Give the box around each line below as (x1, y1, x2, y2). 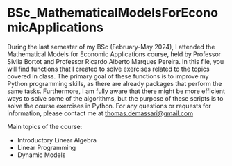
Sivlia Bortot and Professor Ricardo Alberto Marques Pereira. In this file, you (7, 57, 224, 65)
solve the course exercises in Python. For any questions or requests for (7, 101, 211, 110)
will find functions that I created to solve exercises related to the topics (7, 65, 210, 73)
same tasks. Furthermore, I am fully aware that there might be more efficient (7, 87, 226, 95)
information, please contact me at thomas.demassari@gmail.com (7, 109, 193, 117)
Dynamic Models (17, 151, 66, 159)
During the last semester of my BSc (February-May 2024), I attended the (7, 42, 215, 51)
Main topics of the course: (7, 122, 83, 131)
